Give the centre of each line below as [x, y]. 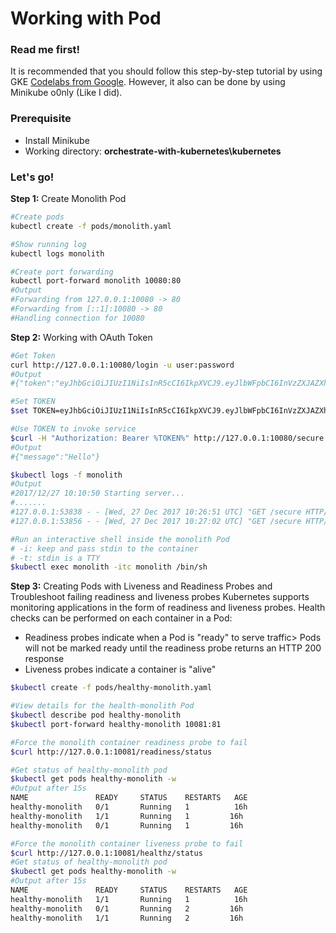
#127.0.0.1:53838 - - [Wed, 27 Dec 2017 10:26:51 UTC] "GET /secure [156, 512]
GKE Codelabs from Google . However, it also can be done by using [148, 82]
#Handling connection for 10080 [77, 318]
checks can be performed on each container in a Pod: [121, 618]
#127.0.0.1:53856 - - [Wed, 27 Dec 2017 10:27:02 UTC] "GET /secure [156, 521]
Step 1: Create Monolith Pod [68, 199]
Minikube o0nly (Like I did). [66, 93]
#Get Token [33, 355]
